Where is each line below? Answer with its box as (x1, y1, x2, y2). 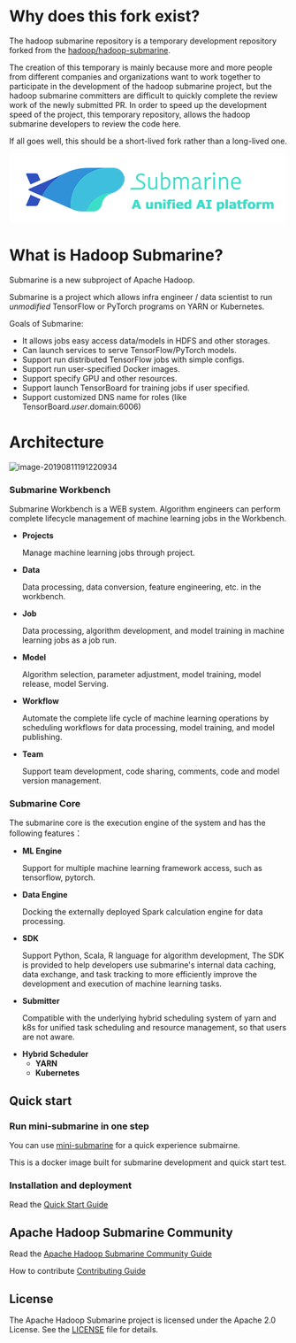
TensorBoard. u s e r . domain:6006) (21, 401, 141, 412)
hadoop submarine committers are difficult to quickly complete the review (9, 90, 278, 101)
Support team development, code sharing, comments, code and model (21, 766, 280, 776)
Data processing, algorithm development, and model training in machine (21, 626, 285, 637)
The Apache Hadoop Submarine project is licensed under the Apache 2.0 (9, 1315, 277, 1325)
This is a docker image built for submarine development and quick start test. (9, 1157, 287, 1168)
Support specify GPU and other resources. (21, 373, 178, 383)
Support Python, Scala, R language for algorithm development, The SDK (21, 950, 285, 961)
